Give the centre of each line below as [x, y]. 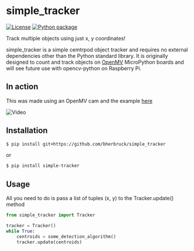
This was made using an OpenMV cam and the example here [79, 101]
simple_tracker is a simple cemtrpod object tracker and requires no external [97, 49]
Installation [27, 131]
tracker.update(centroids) [49, 242]
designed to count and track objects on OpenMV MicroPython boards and [95, 62]
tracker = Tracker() [31, 226]
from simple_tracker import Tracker [51, 215]
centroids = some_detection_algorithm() [66, 236]
